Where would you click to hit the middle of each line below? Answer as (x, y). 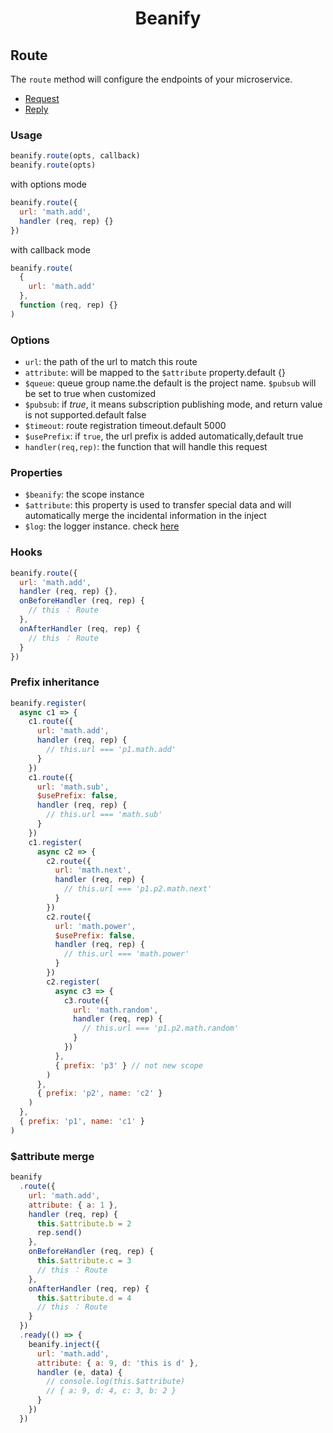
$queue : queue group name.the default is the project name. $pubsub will (170, 383)
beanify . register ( (48, 703)
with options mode (48, 184)
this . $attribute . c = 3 (84, 1261)
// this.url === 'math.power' (126, 954)
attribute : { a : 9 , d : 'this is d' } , (117, 1363)
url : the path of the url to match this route (111, 362)
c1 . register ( (55, 842)
